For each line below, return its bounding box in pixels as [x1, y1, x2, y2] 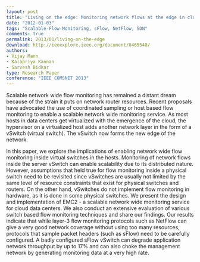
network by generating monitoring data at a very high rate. [6, 249, 150, 257]
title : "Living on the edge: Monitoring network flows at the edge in [6, 14, 185, 20]
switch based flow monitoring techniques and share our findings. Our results [6, 211, 194, 218]
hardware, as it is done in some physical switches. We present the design [6, 192, 186, 199]
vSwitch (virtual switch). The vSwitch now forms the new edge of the [6, 130, 176, 137]
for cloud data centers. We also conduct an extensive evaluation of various [6, 205, 190, 212]
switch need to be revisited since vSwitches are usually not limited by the [6, 173, 186, 180]
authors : [6, 48, 28, 54]
